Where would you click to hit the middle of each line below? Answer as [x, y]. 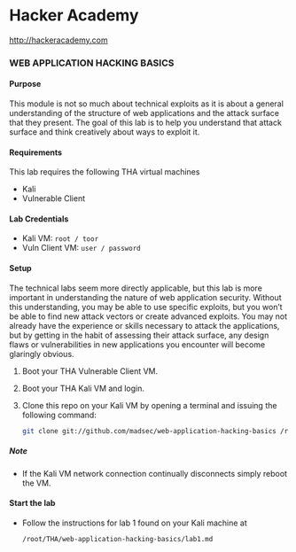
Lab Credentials [39, 219]
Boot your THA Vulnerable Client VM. [90, 371]
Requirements [36, 152]
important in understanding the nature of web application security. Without [145, 297]
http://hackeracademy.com [58, 40]
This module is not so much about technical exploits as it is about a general [146, 104]
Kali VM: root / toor [60, 238]
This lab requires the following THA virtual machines [105, 172]
